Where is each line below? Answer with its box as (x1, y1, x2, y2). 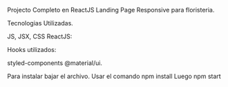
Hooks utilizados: (7, 46, 57, 53)
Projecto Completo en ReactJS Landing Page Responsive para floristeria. (7, 6, 215, 14)
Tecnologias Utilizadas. (7, 19, 74, 27)
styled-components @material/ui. (7, 59, 102, 67)
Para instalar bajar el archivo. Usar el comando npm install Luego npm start (7, 72, 221, 80)
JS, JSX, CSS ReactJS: (7, 32, 73, 40)
